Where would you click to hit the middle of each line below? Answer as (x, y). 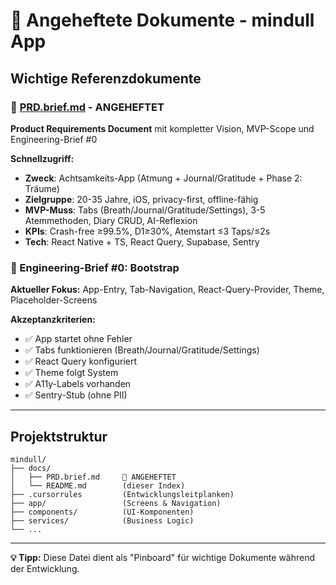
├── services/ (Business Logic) (102, 520)
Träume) (42, 188)
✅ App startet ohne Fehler (78, 339)
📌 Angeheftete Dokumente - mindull (162, 20)
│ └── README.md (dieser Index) (98, 485)
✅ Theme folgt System (71, 373)
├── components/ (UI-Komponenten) (102, 512)
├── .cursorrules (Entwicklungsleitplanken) (122, 494)
